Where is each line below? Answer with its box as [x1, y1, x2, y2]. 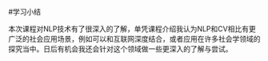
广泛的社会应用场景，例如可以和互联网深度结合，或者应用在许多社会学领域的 [8, 35, 261, 43]
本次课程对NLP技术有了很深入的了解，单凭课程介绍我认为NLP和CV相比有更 [8, 24, 256, 34]
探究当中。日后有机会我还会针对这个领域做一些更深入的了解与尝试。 [8, 44, 233, 54]
